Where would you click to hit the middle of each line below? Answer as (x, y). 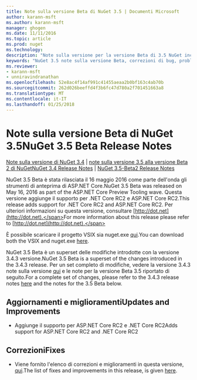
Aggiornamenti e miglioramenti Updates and (88, 302)
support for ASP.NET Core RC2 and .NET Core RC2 (77, 332)
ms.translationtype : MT (35, 93)
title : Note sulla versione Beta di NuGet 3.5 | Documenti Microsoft (93, 11)
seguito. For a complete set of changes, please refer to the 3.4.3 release (93, 277)
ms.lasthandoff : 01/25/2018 (40, 104)
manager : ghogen (26, 28)
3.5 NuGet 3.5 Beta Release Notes (89, 146)
